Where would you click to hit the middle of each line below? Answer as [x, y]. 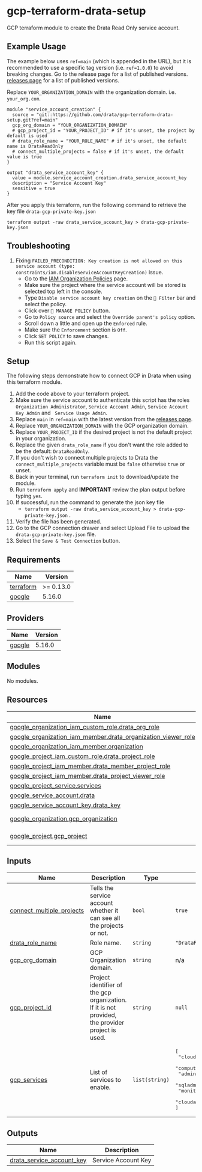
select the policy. [45, 304]
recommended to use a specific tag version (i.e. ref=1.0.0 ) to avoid [90, 67]
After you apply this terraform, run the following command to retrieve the [97, 205]
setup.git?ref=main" [33, 120]
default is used [27, 136]
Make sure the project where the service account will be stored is [105, 285]
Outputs [22, 1133]
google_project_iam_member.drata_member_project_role [90, 766]
